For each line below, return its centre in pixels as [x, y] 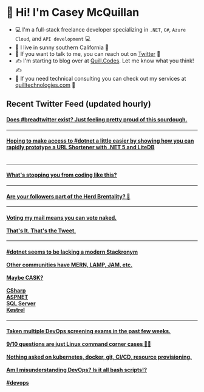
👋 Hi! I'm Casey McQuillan [73, 12]
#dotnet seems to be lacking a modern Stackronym [72, 252]
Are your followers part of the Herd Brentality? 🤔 [68, 196]
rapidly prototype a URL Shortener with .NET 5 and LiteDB [80, 147]
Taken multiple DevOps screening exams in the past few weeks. [89, 331]
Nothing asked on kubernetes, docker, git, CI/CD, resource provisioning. [99, 357]
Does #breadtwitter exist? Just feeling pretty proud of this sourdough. [97, 119]
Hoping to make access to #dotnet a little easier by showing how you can [100, 141]
